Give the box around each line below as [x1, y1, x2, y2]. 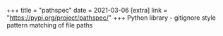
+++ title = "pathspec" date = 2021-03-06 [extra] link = [6, 6, 168, 14]
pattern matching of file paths [6, 21, 93, 29]
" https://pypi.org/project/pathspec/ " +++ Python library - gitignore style [6, 13, 216, 22]
